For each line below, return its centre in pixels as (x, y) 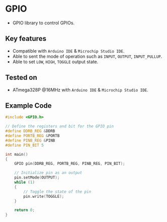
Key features (26, 39)
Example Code (29, 105)
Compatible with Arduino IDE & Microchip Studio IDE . (68, 51)
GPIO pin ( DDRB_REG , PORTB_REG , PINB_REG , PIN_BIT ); (70, 164)
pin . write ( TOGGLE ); (44, 196)
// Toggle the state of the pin (58, 192)
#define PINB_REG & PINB (30, 140)
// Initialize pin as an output (48, 173)
